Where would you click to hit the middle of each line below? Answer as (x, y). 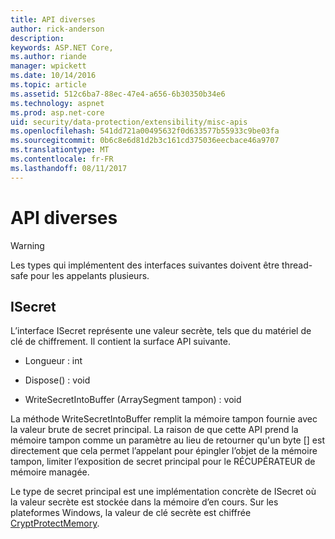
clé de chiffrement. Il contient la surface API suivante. (120, 342)
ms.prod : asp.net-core (57, 112)
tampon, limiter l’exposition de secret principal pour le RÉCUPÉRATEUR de (163, 462)
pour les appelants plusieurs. (90, 275)
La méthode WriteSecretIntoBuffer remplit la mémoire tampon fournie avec (164, 419)
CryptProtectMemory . (55, 523)
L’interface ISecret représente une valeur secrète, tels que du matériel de (161, 331)
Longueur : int (53, 361)
